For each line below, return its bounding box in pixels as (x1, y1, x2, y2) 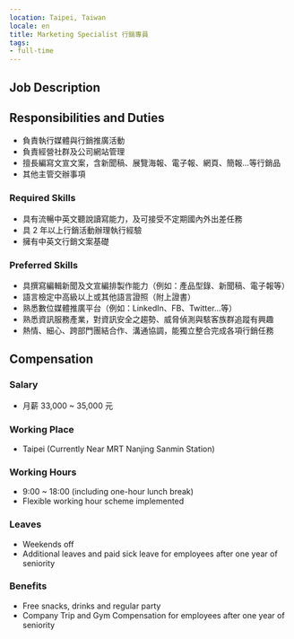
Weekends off (22, 538, 74, 549)
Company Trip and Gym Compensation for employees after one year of (22, 609, 285, 620)
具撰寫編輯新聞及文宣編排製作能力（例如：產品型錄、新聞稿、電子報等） (22, 280, 290, 291)
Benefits (9, 580, 48, 592)
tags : (9, 38, 30, 48)
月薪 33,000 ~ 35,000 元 (22, 400, 114, 411)
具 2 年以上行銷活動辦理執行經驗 (22, 224, 143, 235)
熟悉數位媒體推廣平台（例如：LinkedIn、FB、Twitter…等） (22, 302, 238, 313)
